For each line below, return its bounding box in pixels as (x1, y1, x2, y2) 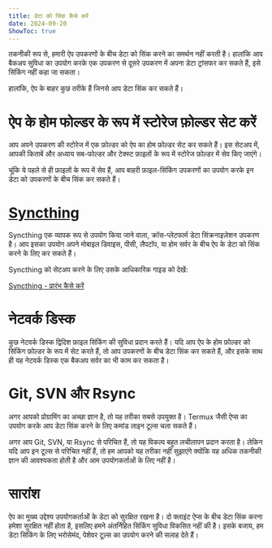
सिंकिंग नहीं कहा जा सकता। (8, 67, 80, 77)
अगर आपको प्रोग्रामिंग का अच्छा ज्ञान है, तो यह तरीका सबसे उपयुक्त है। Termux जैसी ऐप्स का (8, 412, 248, 422)
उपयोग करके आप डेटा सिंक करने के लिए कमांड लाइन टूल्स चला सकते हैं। (8, 421, 197, 431)
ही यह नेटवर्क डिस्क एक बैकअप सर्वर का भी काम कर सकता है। (8, 356, 170, 365)
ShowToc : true (8, 27, 57, 35)
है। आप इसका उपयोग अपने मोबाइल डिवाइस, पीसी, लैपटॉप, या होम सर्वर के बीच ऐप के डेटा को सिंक (8, 239, 261, 249)
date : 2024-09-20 (8, 19, 67, 28)
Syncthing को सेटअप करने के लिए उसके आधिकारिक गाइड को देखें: (8, 265, 188, 274)
